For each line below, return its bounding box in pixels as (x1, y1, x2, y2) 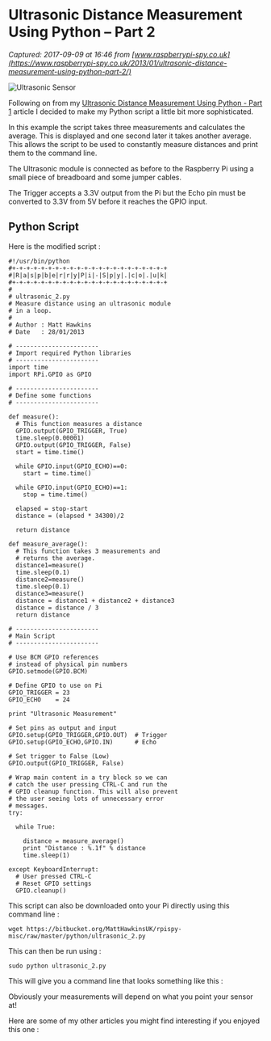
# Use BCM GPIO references (8, 653, 99, 661)
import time (8, 363, 48, 371)
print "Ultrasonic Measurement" (8, 710, 117, 718)
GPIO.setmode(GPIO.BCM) (8, 667, 89, 676)
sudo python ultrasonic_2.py (8, 962, 106, 970)
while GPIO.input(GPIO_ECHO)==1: (15, 483, 128, 491)
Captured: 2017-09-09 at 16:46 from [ (8, 49, 135, 59)
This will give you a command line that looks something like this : (8, 976, 223, 985)
